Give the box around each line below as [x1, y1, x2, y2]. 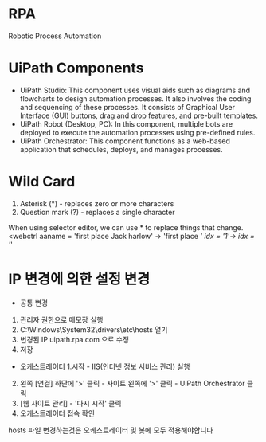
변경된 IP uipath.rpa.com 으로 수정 [19, 334, 130, 344]
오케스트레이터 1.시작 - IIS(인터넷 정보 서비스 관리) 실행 [19, 362, 190, 371]
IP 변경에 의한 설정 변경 [8, 270, 151, 287]
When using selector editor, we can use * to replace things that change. [8, 222, 244, 232]
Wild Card [8, 173, 76, 191]
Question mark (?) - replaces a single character [19, 207, 175, 217]
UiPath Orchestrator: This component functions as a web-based [19, 136, 231, 146]
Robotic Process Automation [8, 31, 102, 41]
